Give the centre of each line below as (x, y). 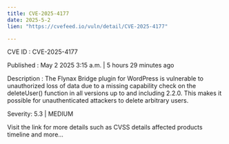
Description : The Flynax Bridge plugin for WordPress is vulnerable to (105, 79)
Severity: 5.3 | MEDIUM (40, 114)
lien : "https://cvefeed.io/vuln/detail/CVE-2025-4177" (88, 26)
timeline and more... (36, 134)
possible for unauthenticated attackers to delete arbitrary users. (98, 101)
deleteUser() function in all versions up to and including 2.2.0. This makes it (114, 93)
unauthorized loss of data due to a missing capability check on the (102, 86)
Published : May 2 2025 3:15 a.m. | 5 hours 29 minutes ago (91, 65)
